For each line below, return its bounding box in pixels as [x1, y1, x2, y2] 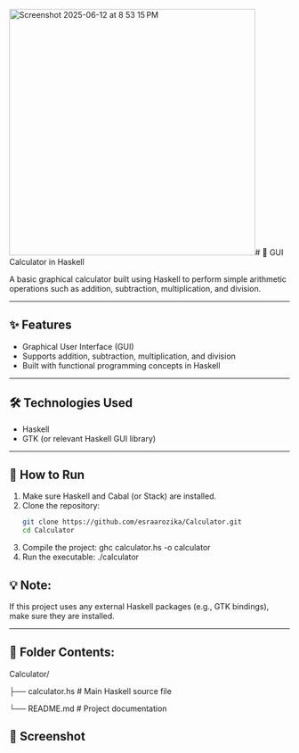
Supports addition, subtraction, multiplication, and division [21, 351, 236, 361]
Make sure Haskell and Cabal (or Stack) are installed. [21, 491, 216, 501]
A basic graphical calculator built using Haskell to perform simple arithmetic [9, 274, 287, 285]
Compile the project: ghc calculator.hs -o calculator [21, 542, 211, 553]
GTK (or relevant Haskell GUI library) [21, 433, 157, 443]
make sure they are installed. [9, 611, 116, 621]
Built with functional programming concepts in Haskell [21, 360, 221, 370]
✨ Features [9, 318, 72, 333]
